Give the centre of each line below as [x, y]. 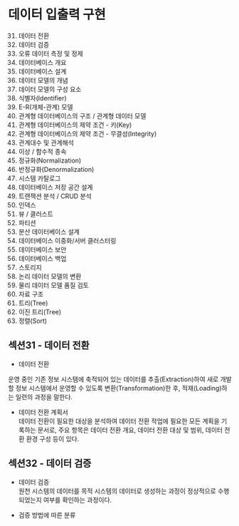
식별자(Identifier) [42, 98]
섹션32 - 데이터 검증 [50, 464]
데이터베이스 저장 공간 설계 [55, 187]
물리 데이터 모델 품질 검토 [54, 285]
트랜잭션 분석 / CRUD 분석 [55, 196]
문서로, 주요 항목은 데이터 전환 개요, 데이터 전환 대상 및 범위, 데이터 [130, 430]
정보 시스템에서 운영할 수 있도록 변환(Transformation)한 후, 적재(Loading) [119, 388]
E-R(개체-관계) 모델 [46, 107]
